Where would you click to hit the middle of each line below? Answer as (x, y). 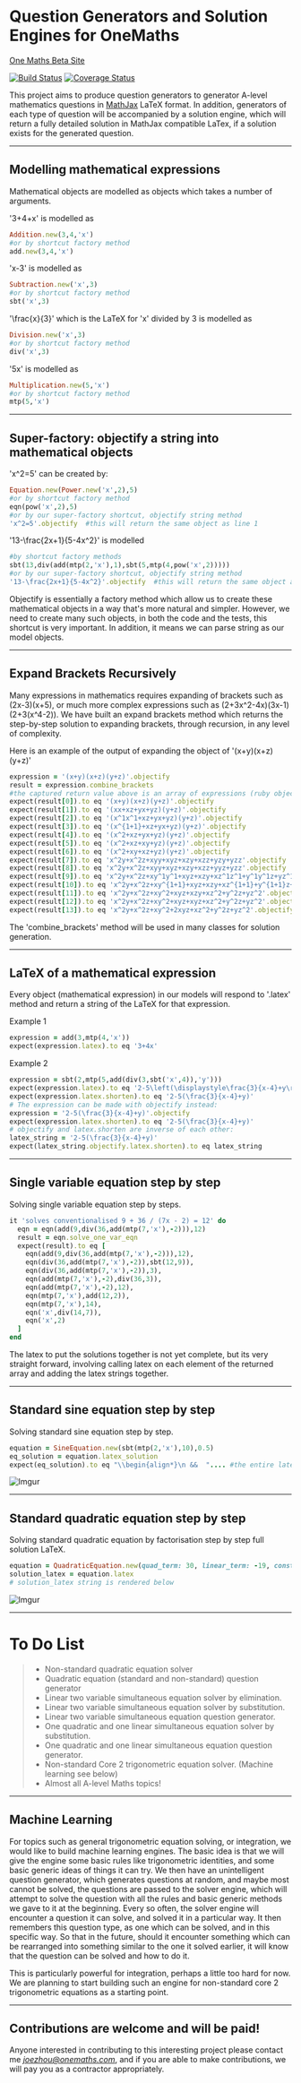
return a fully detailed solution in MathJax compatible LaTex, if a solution (143, 124)
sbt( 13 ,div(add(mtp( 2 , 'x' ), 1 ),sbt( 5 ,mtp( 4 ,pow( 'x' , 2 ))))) (120, 565)
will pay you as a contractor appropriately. (87, 2069)
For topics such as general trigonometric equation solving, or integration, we (150, 1841)
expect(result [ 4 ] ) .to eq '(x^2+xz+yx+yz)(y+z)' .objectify (120, 835)
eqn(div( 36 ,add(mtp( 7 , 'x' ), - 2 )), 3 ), (94, 1271)
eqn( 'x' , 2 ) (46, 1321)
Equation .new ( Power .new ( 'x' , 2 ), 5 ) (74, 490)
